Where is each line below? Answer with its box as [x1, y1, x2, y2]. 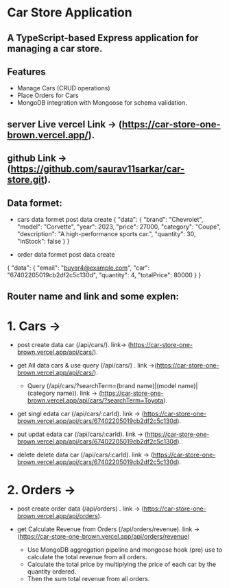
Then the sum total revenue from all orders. [27, 575, 150, 583]
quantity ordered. [27, 567, 77, 576]
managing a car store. [7, 42, 103, 54]
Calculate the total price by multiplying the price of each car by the [27, 560, 217, 569]
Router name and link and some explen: [7, 291, 180, 303]
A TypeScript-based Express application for [7, 32, 199, 44]
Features [7, 66, 46, 77]
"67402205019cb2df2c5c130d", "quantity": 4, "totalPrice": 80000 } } [7, 270, 202, 279]
